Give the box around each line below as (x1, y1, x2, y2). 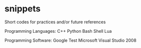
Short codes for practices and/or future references (4, 19, 106, 25)
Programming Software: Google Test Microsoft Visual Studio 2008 (4, 37, 137, 43)
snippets (4, 3, 41, 14)
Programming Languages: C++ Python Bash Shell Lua (4, 28, 112, 34)
